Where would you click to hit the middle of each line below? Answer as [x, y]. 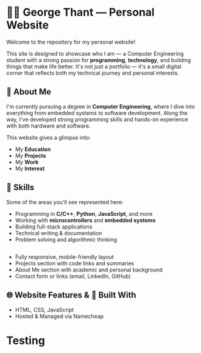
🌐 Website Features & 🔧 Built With [71, 295]
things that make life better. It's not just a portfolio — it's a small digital [94, 66]
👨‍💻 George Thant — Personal [81, 12]
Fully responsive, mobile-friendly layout [64, 257]
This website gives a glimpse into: [48, 137]
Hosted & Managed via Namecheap [59, 316]
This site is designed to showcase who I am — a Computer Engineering [95, 53]
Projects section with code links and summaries [74, 263]
